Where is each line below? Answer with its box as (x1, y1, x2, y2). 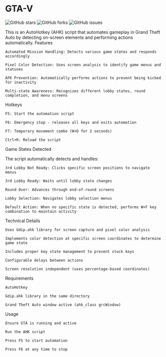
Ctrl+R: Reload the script (5, 137, 61, 142)
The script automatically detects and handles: (5, 155, 99, 162)
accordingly (5, 53, 30, 59)
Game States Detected (5, 146, 52, 152)
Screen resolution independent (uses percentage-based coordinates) (5, 266, 150, 271)
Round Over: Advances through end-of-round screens (5, 187, 114, 192)
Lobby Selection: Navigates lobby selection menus (5, 196, 112, 201)
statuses (5, 67, 23, 72)
